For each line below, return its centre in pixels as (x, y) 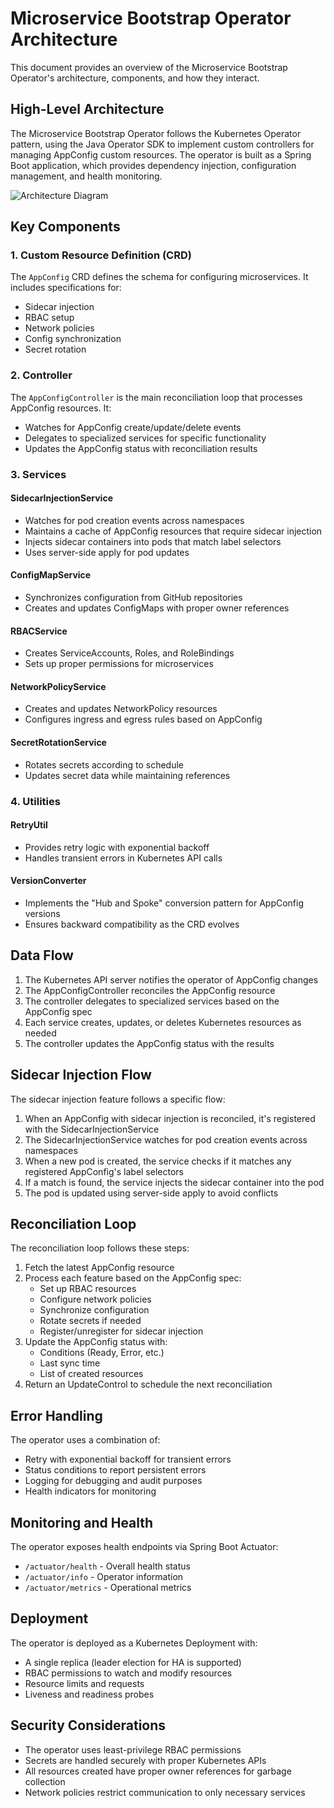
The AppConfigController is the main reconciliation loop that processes (156, 397)
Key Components (65, 227)
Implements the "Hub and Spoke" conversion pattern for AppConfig (164, 903)
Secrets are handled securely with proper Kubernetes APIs (145, 1760)
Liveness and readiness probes (89, 1694)
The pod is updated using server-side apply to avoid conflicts (151, 1193)
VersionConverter (48, 881)
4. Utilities (35, 801)
